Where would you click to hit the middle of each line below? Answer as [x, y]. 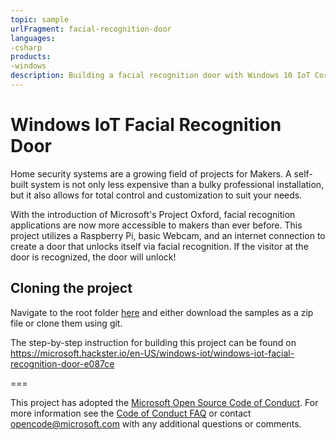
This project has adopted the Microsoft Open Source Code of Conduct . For [164, 402]
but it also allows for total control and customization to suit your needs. [156, 195]
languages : [33, 38]
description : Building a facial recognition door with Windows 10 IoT [160, 76]
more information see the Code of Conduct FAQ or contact [131, 413]
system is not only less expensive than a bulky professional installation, [177, 184]
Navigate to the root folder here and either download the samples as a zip [162, 312]
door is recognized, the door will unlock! [93, 257]
